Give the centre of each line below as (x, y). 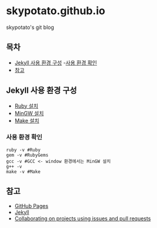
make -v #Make (24, 172)
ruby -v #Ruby (24, 150)
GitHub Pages (31, 206)
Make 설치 (27, 120)
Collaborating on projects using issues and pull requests (83, 218)
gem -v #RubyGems (27, 155)
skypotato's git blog (30, 27)
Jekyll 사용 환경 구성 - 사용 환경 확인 (56, 63)
